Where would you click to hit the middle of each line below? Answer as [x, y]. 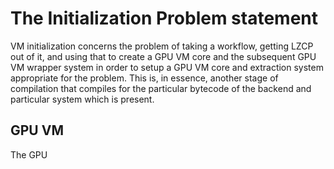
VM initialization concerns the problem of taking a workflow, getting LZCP [162, 46]
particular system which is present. [82, 99]
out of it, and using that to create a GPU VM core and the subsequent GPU [163, 56]
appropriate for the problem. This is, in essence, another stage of [144, 78]
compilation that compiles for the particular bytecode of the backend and [161, 88]
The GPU [29, 154]
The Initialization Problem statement [164, 18]
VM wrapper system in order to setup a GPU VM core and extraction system [167, 67]
